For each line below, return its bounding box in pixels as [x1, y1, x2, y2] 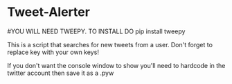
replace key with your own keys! [7, 48, 99, 56]
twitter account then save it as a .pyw [7, 69, 114, 77]
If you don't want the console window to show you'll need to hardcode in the [7, 61, 226, 69]
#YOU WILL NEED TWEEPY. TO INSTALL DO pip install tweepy [7, 27, 186, 35]
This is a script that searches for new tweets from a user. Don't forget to [7, 40, 213, 49]
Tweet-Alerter [7, 4, 90, 20]
